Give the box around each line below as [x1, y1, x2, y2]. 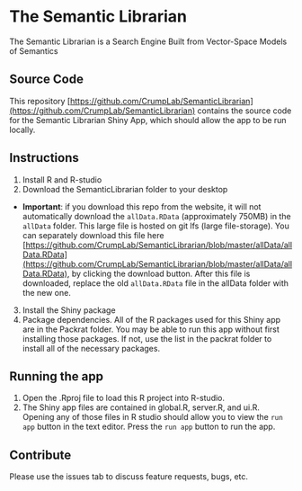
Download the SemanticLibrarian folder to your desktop [22, 183, 228, 194]
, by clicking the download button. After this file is [67, 268, 251, 279]
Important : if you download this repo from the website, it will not [22, 201, 262, 212]
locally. [9, 124, 36, 135]
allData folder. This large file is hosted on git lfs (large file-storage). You [22, 220, 289, 231]
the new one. [22, 287, 72, 298]
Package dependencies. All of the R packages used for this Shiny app [22, 314, 281, 325]
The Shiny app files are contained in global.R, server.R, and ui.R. [22, 402, 261, 413]
